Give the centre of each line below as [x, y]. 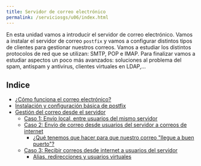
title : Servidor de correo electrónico [56, 12]
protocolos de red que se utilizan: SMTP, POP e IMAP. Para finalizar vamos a [101, 53]
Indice [18, 85]
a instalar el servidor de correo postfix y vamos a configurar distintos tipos [99, 41]
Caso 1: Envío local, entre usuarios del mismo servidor [91, 119]
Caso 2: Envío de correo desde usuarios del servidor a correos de [105, 125]
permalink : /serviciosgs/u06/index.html [58, 17]
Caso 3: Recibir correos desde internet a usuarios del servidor [101, 150]
